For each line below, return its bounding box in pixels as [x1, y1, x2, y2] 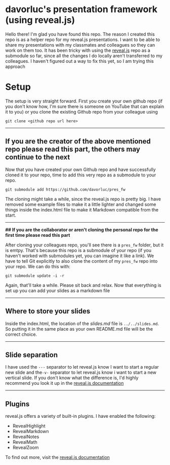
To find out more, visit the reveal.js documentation [5, 454, 110, 460]
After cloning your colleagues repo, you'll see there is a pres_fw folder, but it [5, 242, 164, 248]
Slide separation [5, 350, 58, 359]
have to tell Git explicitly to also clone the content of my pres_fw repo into [5, 258, 158, 264]
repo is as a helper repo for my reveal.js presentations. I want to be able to [5, 37, 160, 43]
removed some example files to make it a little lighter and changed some [5, 201, 156, 207]
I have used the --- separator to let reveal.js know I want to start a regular [5, 364, 159, 370]
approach [5, 63, 25, 69]
